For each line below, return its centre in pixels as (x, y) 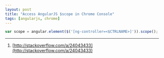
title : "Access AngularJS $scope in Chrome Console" (60, 14)
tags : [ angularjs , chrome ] (32, 18)
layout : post (18, 9)
